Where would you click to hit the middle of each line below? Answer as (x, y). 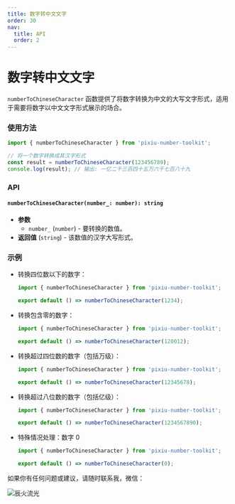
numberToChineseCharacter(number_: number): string (85, 203)
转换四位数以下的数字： (52, 274)
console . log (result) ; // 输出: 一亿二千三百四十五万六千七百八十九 (99, 169)
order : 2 (27, 41)
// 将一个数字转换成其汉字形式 (47, 156)
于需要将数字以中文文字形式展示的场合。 (66, 108)
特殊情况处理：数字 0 (49, 437)
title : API (30, 34)
